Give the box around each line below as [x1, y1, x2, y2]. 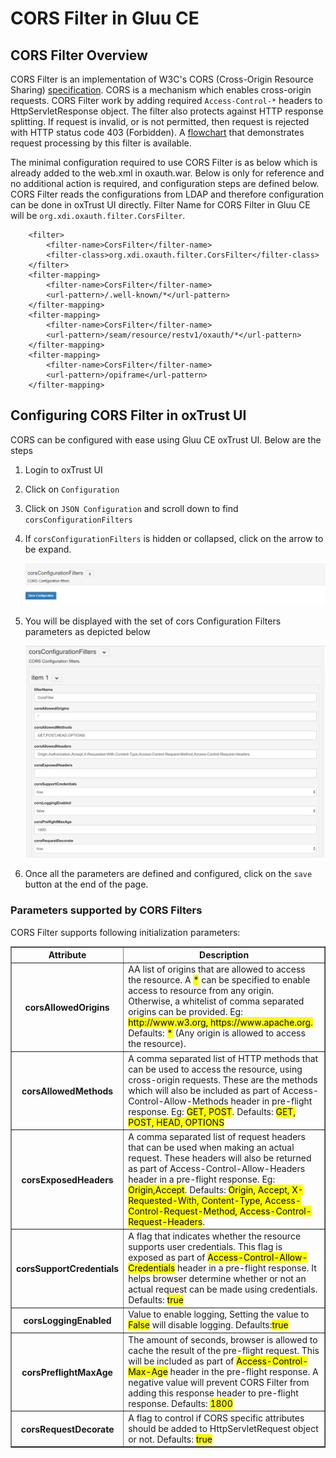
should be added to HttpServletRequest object [128, 1422, 319, 1434]
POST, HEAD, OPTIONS [128, 1116, 225, 1128]
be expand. [24, 543, 72, 555]
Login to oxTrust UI [24, 463, 103, 476]
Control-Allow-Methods [128, 1095, 229, 1107]
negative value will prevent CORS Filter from [128, 1376, 310, 1388]
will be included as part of [128, 1355, 235, 1367]
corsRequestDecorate [20, 1423, 115, 1435]
